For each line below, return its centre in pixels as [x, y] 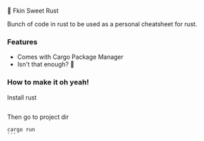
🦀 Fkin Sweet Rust [33, 11]
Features [22, 41]
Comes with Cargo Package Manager [70, 57]
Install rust [22, 97]
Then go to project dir [38, 117]
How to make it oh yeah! [48, 82]
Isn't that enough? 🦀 [45, 64]
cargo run [21, 129]
